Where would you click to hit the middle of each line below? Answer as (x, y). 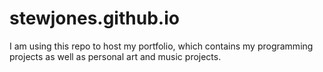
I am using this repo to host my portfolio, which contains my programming (161, 46)
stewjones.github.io (94, 18)
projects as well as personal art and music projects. (115, 56)
